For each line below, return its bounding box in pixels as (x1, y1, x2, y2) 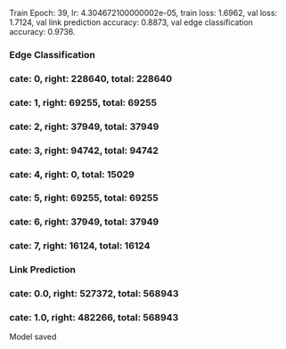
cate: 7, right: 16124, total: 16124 (9, 239, 151, 252)
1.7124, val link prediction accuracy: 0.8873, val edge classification (9, 17, 254, 28)
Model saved (9, 331, 57, 342)
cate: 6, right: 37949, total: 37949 (9, 215, 159, 228)
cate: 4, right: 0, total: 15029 (9, 168, 135, 181)
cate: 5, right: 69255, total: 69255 (9, 191, 159, 204)
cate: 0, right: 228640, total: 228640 (9, 72, 173, 85)
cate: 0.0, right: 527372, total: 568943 (9, 288, 179, 300)
